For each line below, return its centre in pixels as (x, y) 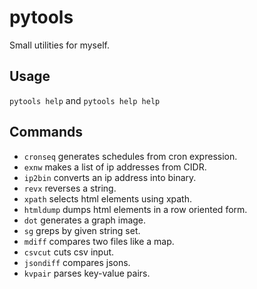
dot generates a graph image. (85, 220)
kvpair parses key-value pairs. (87, 273)
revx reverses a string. (70, 188)
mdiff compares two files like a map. (99, 241)
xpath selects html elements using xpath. (107, 198)
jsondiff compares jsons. (77, 262)
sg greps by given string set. (82, 230)
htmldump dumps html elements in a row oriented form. (135, 209)
